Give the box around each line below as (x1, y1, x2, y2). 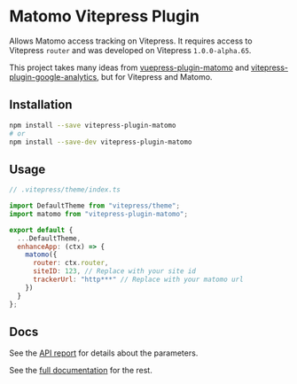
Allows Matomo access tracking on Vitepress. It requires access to (9, 35, 253, 46)
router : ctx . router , (32, 259, 109, 268)
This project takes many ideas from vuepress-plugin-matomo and (9, 62, 250, 73)
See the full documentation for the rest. (9, 365, 152, 376)
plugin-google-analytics (9, 71, 98, 82)
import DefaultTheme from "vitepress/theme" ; (9, 201, 180, 210)
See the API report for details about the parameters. (9, 348, 199, 358)
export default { (9, 225, 74, 234)
